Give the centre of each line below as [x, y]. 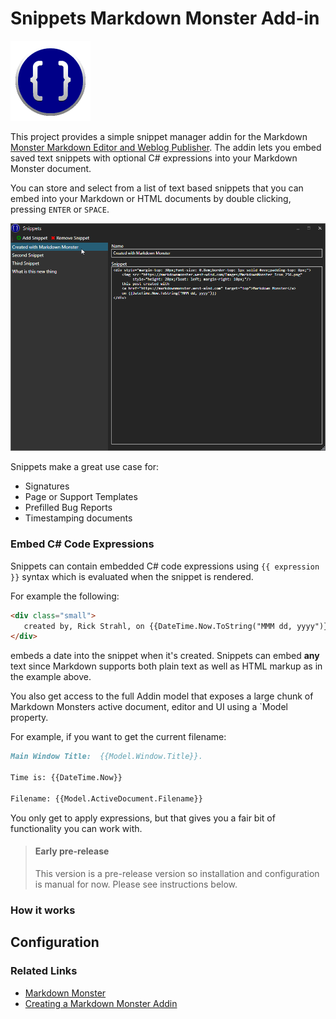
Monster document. [51, 168]
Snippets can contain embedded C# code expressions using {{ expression [165, 566]
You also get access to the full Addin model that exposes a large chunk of [162, 696]
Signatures [47, 486]
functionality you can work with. [76, 828]
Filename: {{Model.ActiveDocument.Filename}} [106, 798]
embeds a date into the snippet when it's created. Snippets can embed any [165, 656]
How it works [43, 910]
